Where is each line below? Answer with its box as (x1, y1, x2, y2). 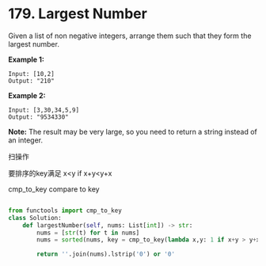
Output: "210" (8, 77, 55, 85)
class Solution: (8, 214, 62, 222)
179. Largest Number (8, 5, 148, 23)
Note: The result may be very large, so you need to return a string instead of (8, 127, 257, 136)
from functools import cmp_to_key (8, 207, 123, 215)
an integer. (8, 135, 44, 145)
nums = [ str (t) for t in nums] (36, 229, 140, 237)
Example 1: (8, 55, 45, 64)
